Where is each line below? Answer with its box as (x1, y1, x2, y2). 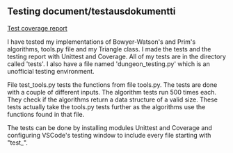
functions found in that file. (7, 110, 85, 118)
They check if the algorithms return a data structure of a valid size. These (7, 95, 218, 104)
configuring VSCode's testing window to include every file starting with (7, 131, 211, 139)
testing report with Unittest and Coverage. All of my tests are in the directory (7, 52, 226, 61)
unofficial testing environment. (7, 67, 95, 75)
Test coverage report (7, 24, 67, 32)
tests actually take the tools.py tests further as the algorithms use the (7, 102, 206, 111)
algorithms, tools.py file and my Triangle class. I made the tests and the (7, 45, 211, 53)
